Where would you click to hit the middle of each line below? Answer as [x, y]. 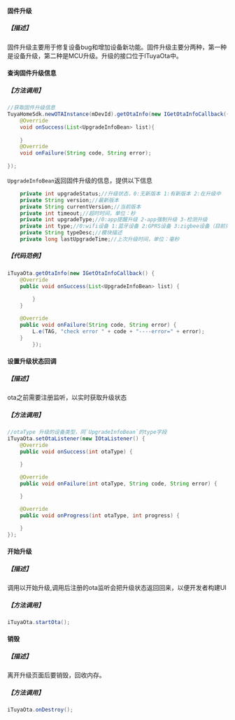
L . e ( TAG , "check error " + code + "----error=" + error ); [119, 331]
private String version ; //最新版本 [70, 200]
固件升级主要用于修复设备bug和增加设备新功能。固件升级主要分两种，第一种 [117, 47]
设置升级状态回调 [32, 361]
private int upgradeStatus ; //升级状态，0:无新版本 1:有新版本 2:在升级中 [121, 193]
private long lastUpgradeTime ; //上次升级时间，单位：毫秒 [100, 239]
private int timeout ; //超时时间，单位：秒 [78, 213]
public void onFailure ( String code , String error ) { [98, 325]
